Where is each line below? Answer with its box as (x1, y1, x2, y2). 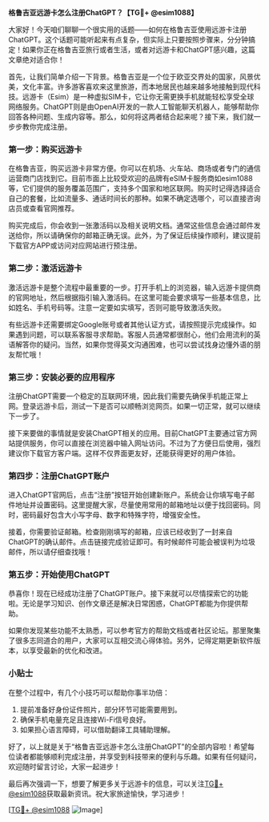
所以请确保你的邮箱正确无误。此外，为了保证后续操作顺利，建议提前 (35, 231, 261, 240)
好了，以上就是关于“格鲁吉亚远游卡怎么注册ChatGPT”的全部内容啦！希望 (8, 741, 248, 751)
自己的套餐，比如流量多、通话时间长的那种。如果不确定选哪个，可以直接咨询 (8, 194, 261, 203)
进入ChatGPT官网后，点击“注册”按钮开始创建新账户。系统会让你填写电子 (8, 490, 248, 500)
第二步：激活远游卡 (8, 263, 82, 274)
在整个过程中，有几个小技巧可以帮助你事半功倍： (8, 687, 170, 697)
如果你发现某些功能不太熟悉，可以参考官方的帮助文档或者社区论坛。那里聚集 (8, 626, 261, 635)
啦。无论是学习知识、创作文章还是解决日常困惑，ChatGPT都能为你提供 (8, 598, 242, 608)
